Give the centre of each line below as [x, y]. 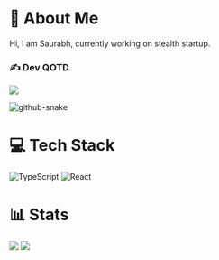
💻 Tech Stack [62, 146]
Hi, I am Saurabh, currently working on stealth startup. [110, 43]
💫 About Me [54, 19]
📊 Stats [39, 215]
